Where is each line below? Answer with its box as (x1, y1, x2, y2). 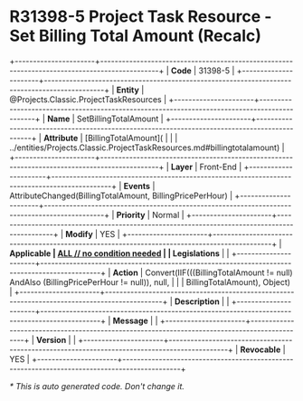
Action (112, 267, 138, 278)
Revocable (240, 344, 281, 355)
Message (112, 315, 149, 326)
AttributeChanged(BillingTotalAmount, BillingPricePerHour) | (9, 190, 233, 201)
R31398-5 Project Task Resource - (9, 6, 272, 27)
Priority (116, 209, 146, 220)
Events (123, 180, 151, 191)
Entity (116, 84, 140, 95)
